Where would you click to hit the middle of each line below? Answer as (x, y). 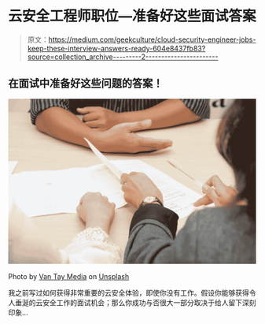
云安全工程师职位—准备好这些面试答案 (132, 16)
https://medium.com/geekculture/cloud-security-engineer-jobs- (152, 39)
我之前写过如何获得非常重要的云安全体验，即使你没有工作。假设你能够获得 (129, 293)
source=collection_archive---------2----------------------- (123, 57)
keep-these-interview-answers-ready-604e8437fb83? (116, 48)
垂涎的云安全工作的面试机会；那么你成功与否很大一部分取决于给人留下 (128, 303)
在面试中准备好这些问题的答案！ (86, 84)
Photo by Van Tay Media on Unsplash (69, 277)
